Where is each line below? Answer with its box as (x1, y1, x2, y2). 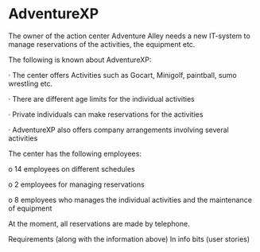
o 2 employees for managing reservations (8, 180, 145, 189)
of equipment (8, 204, 52, 213)
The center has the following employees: (8, 149, 142, 158)
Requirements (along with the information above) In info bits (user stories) (8, 234, 250, 243)
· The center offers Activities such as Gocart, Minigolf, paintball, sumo (8, 70, 237, 79)
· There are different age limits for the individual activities (8, 94, 195, 103)
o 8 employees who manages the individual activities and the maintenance (8, 195, 253, 204)
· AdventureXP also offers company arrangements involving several (8, 125, 229, 134)
